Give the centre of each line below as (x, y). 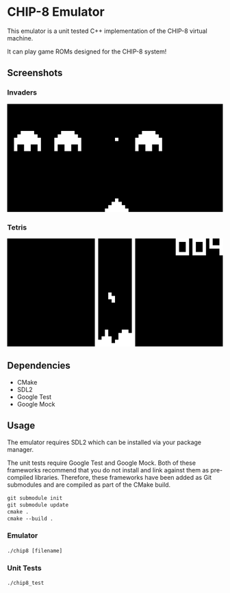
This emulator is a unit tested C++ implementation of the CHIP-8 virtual (107, 31)
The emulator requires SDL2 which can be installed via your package (104, 442)
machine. (20, 38)
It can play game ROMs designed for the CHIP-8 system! (87, 51)
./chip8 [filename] (35, 550)
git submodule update (38, 505)
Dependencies (39, 366)
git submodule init (35, 498)
